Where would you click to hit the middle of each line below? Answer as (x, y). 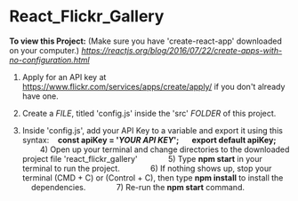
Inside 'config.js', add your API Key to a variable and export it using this (152, 130)
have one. (40, 96)
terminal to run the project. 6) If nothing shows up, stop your (147, 168)
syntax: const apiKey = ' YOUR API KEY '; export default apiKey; (149, 140)
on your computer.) (44, 50)
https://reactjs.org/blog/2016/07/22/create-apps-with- (182, 50)
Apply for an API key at (64, 76)
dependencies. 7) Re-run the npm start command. (137, 187)
